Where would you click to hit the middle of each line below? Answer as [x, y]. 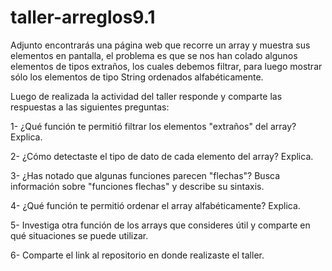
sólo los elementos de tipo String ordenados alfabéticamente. [137, 77]
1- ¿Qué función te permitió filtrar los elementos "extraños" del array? [153, 126]
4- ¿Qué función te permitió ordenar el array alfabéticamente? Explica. [155, 205]
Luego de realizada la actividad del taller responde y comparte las [146, 96]
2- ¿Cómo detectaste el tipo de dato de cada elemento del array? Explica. [162, 156]
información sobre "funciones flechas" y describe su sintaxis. [137, 186]
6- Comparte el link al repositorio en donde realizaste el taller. [137, 255]
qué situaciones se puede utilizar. [79, 235]
